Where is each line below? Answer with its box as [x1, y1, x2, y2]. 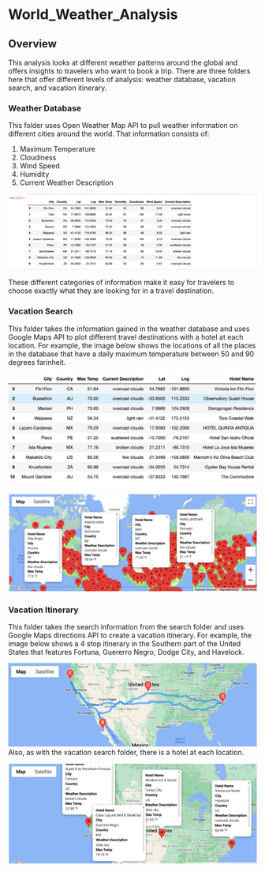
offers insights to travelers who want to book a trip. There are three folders [8, 66, 251, 76]
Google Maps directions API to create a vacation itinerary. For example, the [8, 630, 252, 641]
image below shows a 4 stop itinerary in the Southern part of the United [8, 639, 241, 648]
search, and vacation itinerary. [8, 83, 107, 92]
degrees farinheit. [8, 357, 66, 366]
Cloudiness [19, 152, 57, 163]
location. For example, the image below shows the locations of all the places [8, 340, 256, 350]
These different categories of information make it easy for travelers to [8, 278, 235, 288]
